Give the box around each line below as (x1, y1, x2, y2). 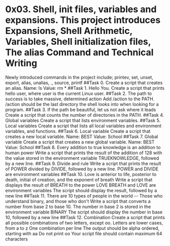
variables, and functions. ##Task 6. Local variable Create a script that (5, 128, 151, 134)
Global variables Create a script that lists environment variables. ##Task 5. (5, 117, 161, 123)
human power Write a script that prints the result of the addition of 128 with (5, 150, 162, 156)
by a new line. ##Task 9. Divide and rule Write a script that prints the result (5, 160, 161, 166)
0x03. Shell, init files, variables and (5, 4, 157, 15)
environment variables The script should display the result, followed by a (5, 187, 157, 193)
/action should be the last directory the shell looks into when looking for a (5, 101, 159, 107)
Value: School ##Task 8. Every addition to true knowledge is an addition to (5, 144, 161, 150)
